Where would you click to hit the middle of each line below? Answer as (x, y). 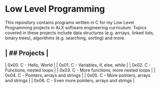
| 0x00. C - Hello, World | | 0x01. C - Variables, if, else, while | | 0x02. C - (78, 65)
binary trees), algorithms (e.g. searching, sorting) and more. (65, 38)
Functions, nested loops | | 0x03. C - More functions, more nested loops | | (80, 70)
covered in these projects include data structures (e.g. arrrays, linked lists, (80, 33)
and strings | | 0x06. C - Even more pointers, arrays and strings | (70, 80)
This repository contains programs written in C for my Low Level (70, 22)
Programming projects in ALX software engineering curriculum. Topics (76, 27)
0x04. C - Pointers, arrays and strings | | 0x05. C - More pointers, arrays (78, 75)
